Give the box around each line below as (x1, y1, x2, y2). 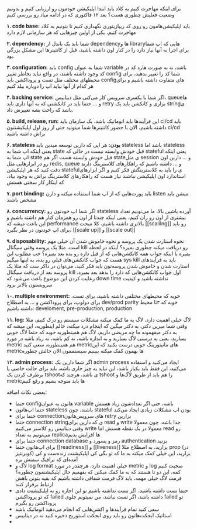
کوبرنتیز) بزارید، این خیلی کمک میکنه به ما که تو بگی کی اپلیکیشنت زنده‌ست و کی (15, 450, 191, 456)
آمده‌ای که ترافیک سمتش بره (15, 456, 78, 463)
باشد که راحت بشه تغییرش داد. (6, 107, 74, 113)
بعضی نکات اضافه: (6, 389, 47, 396)
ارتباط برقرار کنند (15, 481, 53, 487)
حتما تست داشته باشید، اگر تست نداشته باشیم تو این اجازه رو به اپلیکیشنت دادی (15, 487, 189, 494)
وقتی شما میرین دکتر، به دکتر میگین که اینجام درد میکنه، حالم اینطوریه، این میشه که (6, 322, 188, 329)
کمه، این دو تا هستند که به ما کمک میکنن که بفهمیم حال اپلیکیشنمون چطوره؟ (15, 468, 181, 475)
